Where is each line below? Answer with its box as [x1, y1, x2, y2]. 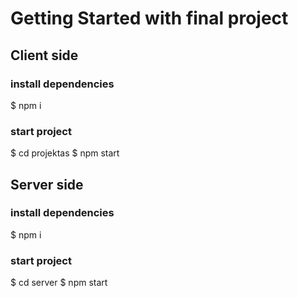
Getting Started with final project [10, 7, 289, 30]
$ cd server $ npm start [10, 277, 108, 289]
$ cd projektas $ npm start [10, 147, 120, 159]
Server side [10, 176, 84, 193]
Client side [10, 47, 79, 64]
